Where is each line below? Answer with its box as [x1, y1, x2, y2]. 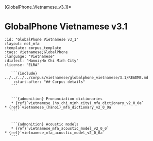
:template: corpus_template [4, 46, 62, 50]
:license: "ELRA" [4, 63, 40, 67]
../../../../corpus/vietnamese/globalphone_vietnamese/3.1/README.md [4, 75, 149, 80]
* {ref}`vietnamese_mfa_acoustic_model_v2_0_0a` [4, 130, 105, 135]
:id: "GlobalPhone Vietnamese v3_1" [4, 37, 79, 42]
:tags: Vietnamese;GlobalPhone [4, 49, 68, 55]
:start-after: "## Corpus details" [13, 79, 85, 84]
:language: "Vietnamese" [4, 54, 55, 59]
